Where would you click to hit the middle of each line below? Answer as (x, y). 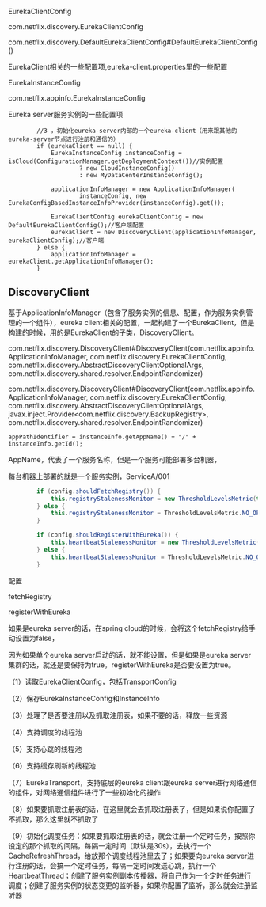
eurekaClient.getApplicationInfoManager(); (81, 261)
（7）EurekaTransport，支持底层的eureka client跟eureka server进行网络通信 (133, 782)
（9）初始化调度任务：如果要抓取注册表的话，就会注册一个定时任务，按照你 (132, 836)
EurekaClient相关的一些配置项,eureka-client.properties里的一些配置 (118, 67)
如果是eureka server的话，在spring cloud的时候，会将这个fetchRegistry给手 (132, 628)
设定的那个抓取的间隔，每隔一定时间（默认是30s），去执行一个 (110, 845)
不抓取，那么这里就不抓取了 (53, 819)
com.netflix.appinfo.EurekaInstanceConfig (77, 98)
